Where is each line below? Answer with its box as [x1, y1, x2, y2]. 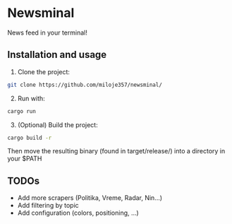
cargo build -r [7, 134, 52, 141]
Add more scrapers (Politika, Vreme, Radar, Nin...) [17, 194, 163, 202]
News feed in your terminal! [7, 28, 88, 37]
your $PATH [7, 154, 42, 163]
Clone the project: [17, 67, 71, 76]
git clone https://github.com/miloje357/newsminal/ [7, 81, 162, 88]
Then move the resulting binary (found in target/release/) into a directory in [7, 147, 226, 155]
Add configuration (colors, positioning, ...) [17, 208, 139, 217]
